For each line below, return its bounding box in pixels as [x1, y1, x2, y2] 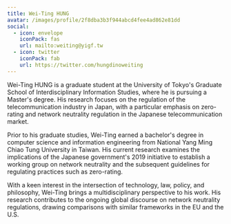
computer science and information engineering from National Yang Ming [7, 138, 212, 146]
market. [7, 117, 29, 125]
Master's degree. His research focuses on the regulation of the [7, 95, 186, 104]
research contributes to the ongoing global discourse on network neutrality [7, 195, 221, 204]
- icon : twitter [13, 49, 60, 56]
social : [7, 23, 30, 30]
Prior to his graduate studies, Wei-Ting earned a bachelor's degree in [7, 131, 204, 139]
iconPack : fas [19, 36, 60, 43]
